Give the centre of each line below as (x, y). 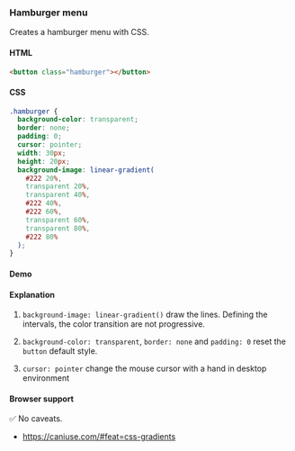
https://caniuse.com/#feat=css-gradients (99, 437)
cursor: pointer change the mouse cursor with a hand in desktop (144, 369)
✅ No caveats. (36, 419)
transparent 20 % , (58, 186)
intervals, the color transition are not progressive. (113, 324)
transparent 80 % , (58, 228)
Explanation (32, 294)
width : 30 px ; (42, 153)
